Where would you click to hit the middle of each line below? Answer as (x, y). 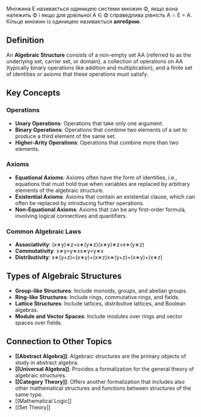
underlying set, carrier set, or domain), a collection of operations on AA (95, 61)
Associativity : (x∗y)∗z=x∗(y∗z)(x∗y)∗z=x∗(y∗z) (79, 245)
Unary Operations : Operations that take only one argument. (89, 123)
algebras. (26, 310)
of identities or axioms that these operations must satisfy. (77, 74)
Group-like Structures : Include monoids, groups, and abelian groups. (101, 291)
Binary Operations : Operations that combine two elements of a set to (101, 129)
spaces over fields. (39, 323)
